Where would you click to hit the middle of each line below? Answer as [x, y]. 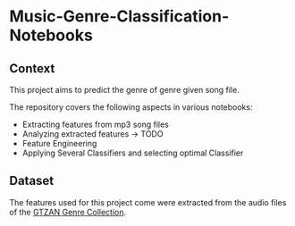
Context [32, 68]
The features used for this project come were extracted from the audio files [148, 202]
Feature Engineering [59, 143]
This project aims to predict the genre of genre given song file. [124, 90]
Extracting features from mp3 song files [96, 124]
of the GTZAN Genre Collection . [68, 212]
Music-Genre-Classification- [119, 17]
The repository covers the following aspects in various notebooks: [131, 107]
